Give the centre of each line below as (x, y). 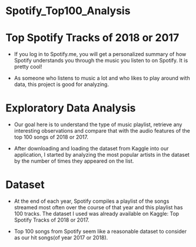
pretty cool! (28, 67)
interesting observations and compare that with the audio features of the (102, 131)
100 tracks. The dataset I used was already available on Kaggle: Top (97, 214)
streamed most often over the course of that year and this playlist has (98, 207)
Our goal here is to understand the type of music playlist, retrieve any (98, 124)
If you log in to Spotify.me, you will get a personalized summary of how (100, 54)
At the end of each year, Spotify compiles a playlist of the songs (92, 201)
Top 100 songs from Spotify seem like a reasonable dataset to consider (100, 231)
